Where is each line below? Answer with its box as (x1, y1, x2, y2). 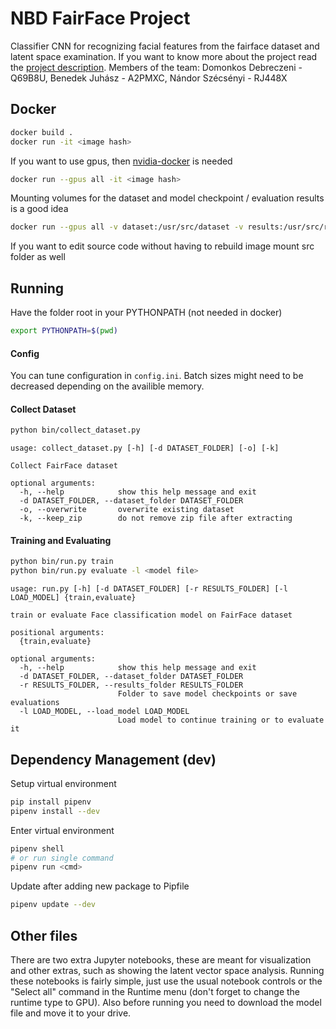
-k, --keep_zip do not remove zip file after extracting (19, 513, 293, 524)
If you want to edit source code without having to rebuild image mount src (10, 240, 315, 252)
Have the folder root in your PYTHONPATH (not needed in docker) (10, 307, 283, 319)
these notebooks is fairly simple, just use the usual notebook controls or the (10, 975, 323, 987)
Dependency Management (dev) (10, 751, 217, 768)
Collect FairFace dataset (10, 461, 118, 471)
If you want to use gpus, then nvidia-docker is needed (10, 155, 233, 167)
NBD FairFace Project (10, 7, 191, 30)
